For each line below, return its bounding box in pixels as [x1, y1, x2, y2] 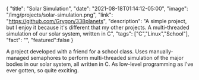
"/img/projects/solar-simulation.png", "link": [6, 11, 113, 18]
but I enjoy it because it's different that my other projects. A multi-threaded [6, 24, 189, 31]
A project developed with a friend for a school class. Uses [6, 48, 148, 55]
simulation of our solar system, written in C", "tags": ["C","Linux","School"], [6, 30, 189, 37]
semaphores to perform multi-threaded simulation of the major [30, 55, 184, 61]
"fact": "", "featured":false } [6, 37, 74, 43]
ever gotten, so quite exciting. [6, 67, 79, 73]
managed [6, 55, 30, 61]
